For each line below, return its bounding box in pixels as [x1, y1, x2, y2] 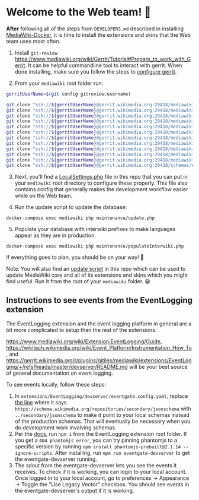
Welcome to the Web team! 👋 [6, 5, 152, 19]
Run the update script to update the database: [14, 204, 127, 211]
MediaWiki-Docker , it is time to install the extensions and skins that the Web [6, 31, 191, 38]
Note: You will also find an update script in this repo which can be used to [6, 265, 186, 273]
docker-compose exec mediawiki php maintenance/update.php [6, 215, 155, 221]
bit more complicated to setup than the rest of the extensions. [6, 327, 157, 334]
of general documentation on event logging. [6, 369, 114, 376]
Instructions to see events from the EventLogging [6, 295, 193, 305]
